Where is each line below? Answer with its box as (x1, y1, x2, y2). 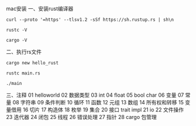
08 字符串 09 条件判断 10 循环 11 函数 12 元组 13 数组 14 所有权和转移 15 (12, 99, 184, 105)
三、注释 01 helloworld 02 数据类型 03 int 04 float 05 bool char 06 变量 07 (6, 91, 184, 98)
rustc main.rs (6, 70, 41, 76)
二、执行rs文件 (6, 49, 42, 55)
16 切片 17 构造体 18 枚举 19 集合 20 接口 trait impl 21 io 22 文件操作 (22, 106, 184, 113)
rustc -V (6, 27, 27, 33)
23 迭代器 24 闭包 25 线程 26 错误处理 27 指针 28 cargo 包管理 (6, 114, 157, 120)
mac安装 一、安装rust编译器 (6, 5, 74, 12)
